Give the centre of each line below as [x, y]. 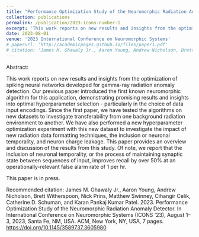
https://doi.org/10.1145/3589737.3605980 [56, 227]
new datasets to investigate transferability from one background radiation [96, 116]
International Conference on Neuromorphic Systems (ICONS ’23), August [95, 214]
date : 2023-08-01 [28, 34]
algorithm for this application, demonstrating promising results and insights [98, 97]
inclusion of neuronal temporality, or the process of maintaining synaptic [94, 154]
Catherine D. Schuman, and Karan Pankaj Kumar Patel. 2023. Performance [97, 202]
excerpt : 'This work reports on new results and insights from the [91, 28]
